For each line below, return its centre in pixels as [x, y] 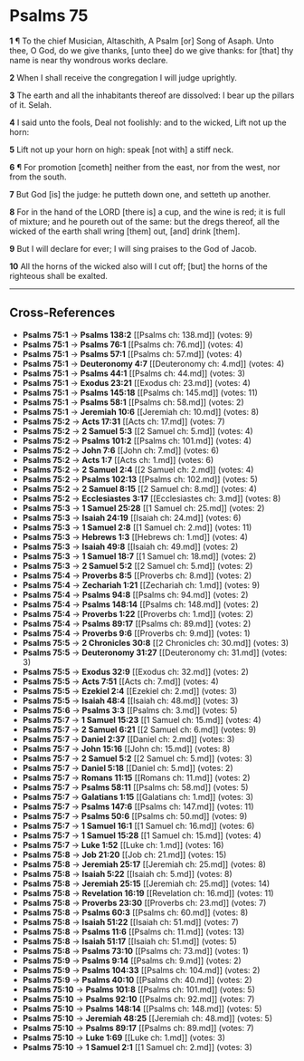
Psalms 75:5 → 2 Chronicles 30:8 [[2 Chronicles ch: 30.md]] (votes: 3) [156, 642]
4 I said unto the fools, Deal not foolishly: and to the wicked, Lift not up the [148, 122]
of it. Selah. [31, 104]
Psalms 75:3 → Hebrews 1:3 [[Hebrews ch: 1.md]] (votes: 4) [135, 536]
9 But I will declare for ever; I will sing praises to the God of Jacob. [133, 248]
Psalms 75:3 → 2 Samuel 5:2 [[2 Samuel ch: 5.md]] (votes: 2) [138, 565]
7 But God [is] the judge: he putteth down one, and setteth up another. [140, 194]
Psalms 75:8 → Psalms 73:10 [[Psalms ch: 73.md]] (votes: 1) [135, 950]
